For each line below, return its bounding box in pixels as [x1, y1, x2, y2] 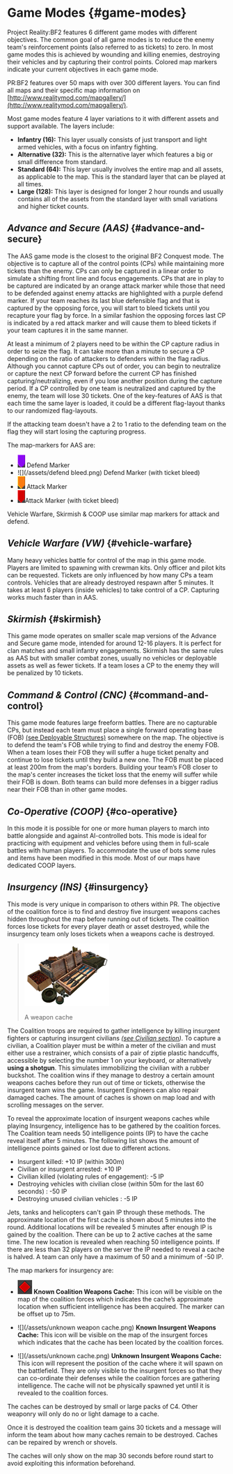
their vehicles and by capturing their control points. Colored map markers [7, 57, 218, 66]
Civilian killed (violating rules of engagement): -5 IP [17, 1172, 165, 1181]
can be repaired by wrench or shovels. [7, 1438, 118, 1446]
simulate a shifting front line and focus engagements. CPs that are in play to [7, 274, 225, 282]
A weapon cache [24, 1012, 73, 1021]
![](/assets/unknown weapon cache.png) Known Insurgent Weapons [17, 1323, 217, 1332]
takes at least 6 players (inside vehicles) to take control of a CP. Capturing [7, 585, 220, 594]
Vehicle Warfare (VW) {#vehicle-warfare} [7, 538, 193, 550]
